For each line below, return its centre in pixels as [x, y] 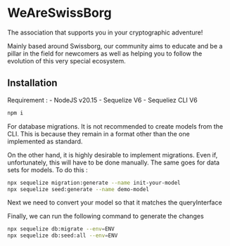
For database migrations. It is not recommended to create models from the [115, 126]
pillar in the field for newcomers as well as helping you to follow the [105, 53]
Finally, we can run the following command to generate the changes [106, 216]
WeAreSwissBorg [59, 13]
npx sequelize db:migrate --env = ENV [61, 229]
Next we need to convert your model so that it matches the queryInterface [115, 202]
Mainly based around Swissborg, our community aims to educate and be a [115, 46]
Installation [32, 83]
